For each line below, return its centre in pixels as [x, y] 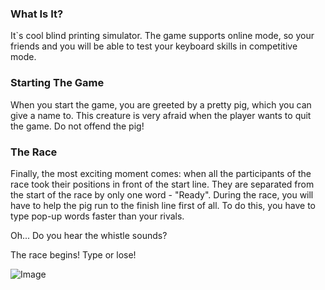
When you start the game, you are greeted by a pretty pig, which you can [161, 104]
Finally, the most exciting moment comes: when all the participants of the [161, 173]
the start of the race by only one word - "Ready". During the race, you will [162, 194]
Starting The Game [57, 83]
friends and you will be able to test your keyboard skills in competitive [154, 46]
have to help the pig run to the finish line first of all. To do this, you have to [163, 205]
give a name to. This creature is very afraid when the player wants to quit [161, 115]
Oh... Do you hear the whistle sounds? [89, 235]
